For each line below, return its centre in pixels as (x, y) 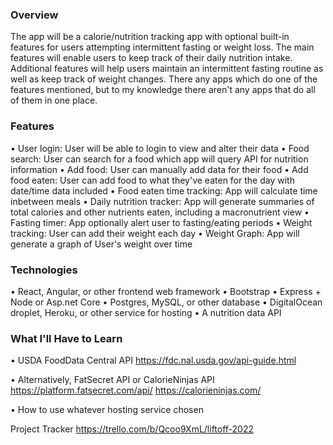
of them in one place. (54, 100)
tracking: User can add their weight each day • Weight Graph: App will (155, 233)
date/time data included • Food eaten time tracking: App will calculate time (164, 190)
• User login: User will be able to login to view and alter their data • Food (160, 148)
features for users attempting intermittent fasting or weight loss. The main (162, 47)
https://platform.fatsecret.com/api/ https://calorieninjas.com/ (136, 390)
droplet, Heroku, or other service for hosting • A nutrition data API (146, 312)
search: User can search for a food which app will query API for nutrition (159, 159)
